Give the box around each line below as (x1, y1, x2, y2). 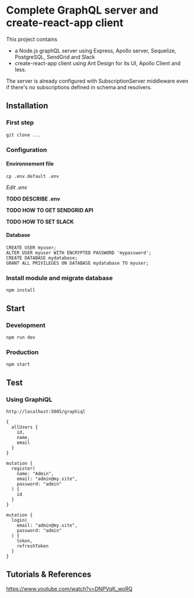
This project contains (6, 35, 58, 43)
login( (11, 517, 28, 523)
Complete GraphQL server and (6, 4, 159, 17)
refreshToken (17, 543, 49, 549)
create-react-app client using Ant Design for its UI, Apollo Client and (14, 60, 181, 67)
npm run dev (6, 334, 35, 340)
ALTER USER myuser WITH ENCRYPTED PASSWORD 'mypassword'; (6, 249, 152, 256)
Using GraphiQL (6, 395, 53, 404)
